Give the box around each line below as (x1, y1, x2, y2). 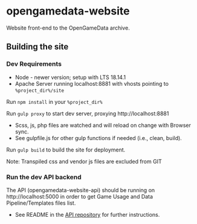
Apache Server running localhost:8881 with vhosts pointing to (15, 80, 169, 87)
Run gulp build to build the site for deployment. (6, 146, 126, 153)
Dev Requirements (6, 60, 62, 68)
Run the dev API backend (6, 173, 82, 181)
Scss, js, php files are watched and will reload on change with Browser (15, 121, 192, 129)
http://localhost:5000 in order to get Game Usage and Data (6, 193, 153, 200)
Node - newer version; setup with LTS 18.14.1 (15, 74, 126, 81)
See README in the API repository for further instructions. (15, 211, 160, 218)
